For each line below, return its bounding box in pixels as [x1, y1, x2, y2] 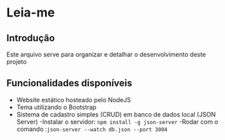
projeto [6, 58, 27, 66]
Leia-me [6, 5, 55, 21]
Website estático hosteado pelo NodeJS [16, 95, 131, 104]
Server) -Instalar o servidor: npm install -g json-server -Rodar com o [16, 117, 219, 126]
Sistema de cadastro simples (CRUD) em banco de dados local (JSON [16, 110, 216, 118]
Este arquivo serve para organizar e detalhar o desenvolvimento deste [6, 50, 206, 58]
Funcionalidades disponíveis [6, 78, 133, 89]
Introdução [6, 32, 55, 44]
